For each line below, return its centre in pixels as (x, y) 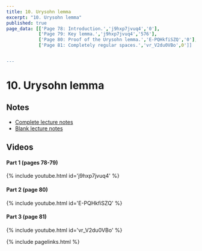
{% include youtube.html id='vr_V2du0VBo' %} (64, 230)
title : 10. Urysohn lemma (38, 12)
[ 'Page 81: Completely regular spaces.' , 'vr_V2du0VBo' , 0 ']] (115, 46)
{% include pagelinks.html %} (43, 241)
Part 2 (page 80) (27, 190)
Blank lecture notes (39, 128)
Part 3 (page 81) (26, 217)
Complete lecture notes (44, 122)
